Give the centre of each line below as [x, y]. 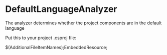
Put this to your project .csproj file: [41, 38]
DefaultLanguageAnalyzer [61, 9]
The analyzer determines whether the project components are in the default [83, 23]
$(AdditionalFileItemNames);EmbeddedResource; [56, 47]
